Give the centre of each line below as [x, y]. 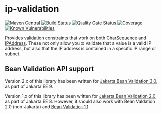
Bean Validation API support [50, 69]
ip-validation [32, 9]
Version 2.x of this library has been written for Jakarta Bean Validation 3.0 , [81, 81]
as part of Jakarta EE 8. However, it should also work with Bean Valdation [80, 101]
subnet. [13, 54]
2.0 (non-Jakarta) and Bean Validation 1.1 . [48, 106]
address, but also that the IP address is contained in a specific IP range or [81, 48]
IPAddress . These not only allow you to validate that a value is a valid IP [78, 43]
